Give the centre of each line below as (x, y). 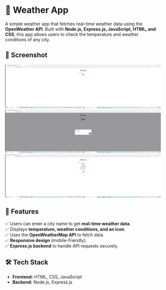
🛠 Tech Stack (27, 263)
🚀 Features (22, 212)
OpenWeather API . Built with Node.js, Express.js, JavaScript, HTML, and (81, 29)
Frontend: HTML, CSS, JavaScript (47, 277)
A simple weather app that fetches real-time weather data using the (74, 24)
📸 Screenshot (26, 55)
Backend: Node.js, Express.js (42, 282)
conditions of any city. (28, 40)
